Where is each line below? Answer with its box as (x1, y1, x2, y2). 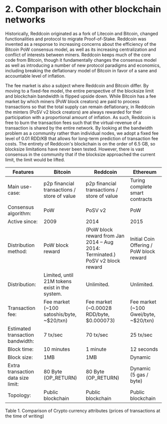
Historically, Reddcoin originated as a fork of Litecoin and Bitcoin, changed (5, 30, 158, 36)
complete (130, 183, 153, 190)
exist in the (43, 284, 69, 291)
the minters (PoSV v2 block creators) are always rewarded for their (5, 109, 143, 115)
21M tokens (43, 278, 72, 284)
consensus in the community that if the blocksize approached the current (5, 151, 156, 157)
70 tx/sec (85, 331, 108, 338)
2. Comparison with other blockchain (5, 3, 162, 15)
